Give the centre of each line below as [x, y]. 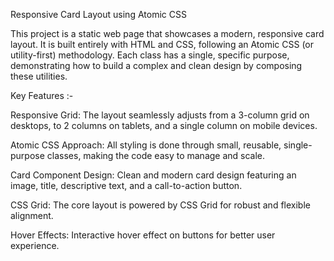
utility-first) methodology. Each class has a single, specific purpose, [150, 55]
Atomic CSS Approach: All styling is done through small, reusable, [146, 145]
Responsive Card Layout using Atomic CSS [98, 14]
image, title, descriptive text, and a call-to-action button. [126, 185]
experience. [35, 245]
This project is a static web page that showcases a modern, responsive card [167, 33]
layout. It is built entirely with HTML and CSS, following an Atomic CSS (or [162, 44]
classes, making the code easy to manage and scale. [156, 155]
